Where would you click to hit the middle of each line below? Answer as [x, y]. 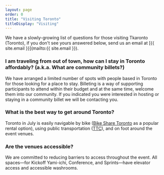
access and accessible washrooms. [42, 168]
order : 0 [14, 14]
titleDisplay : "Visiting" [32, 24]
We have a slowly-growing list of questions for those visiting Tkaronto [77, 38]
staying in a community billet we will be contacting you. [62, 99]
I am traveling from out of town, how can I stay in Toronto [75, 61]
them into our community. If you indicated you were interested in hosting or [82, 94]
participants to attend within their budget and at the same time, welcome [80, 89]
